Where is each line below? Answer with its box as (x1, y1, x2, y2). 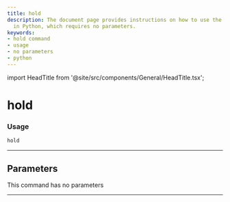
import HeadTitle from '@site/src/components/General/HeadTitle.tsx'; (7, 73, 205, 81)
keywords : (7, 29, 36, 36)
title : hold (7, 10, 41, 17)
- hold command (7, 36, 51, 42)
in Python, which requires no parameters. (13, 23, 136, 29)
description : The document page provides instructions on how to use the (7, 16, 222, 23)
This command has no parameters (7, 181, 104, 189)
